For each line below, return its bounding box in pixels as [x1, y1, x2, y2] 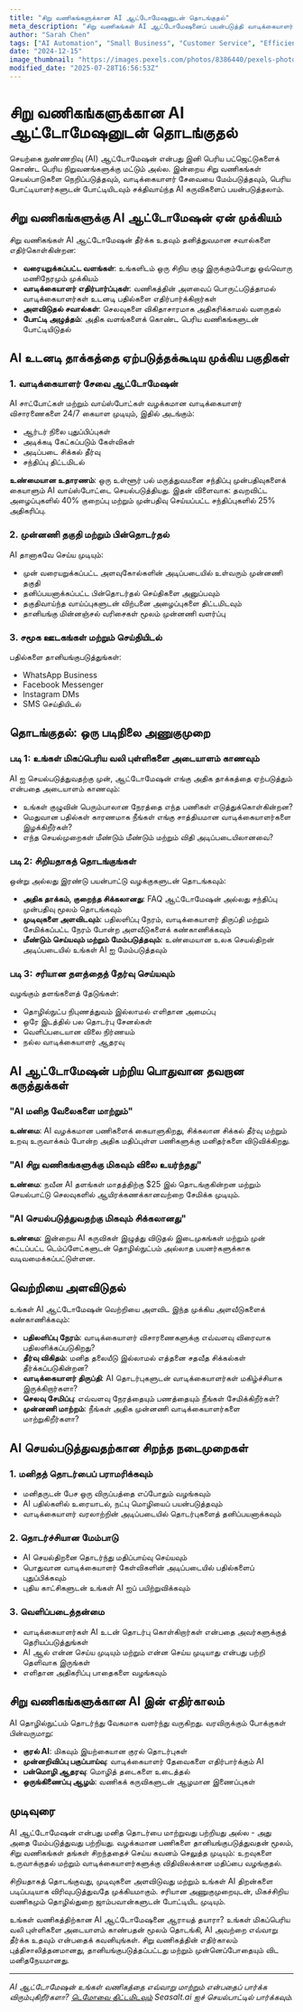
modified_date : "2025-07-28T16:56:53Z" [9, 64, 160, 73]
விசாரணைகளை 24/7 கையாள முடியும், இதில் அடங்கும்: [9, 408, 196, 419]
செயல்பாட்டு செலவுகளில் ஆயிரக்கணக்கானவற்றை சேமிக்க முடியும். [9, 1189, 241, 1200]
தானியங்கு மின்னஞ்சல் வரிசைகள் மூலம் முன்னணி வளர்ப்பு [22, 608, 225, 619]
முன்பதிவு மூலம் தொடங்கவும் [22, 903, 122, 914]
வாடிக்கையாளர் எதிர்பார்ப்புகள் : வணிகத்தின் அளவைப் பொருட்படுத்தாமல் [22, 282, 277, 294]
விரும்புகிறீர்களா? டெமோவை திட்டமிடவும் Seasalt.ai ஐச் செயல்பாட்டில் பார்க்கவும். [9, 1991, 294, 2003]
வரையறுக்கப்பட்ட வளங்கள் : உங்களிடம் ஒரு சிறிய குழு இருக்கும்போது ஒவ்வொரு [22, 262, 293, 273]
